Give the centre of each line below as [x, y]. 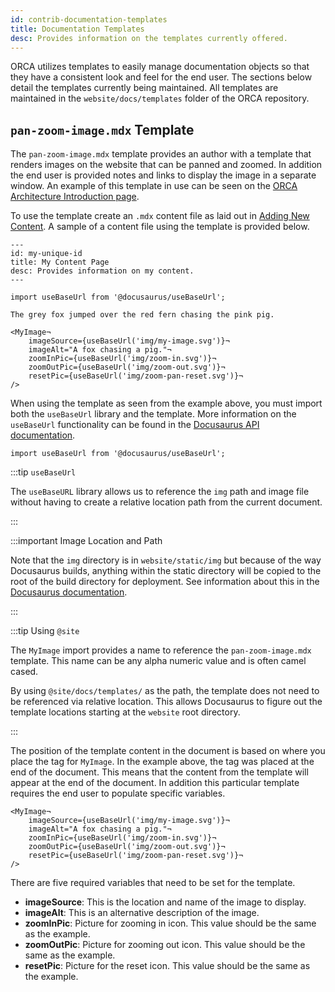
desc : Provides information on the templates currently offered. [149, 38]
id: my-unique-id [46, 254]
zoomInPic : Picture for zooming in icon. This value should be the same [170, 923]
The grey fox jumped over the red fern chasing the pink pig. [142, 315]
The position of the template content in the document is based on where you [168, 751]
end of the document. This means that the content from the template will [159, 772]
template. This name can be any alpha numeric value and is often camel [158, 661]
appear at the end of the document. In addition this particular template [155, 783]
